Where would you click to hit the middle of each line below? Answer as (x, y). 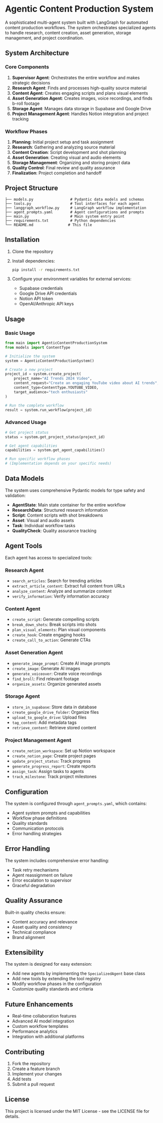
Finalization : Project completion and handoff (57, 173)
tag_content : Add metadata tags (44, 722)
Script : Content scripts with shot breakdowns (57, 515)
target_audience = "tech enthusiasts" (51, 392)
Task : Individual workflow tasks (44, 525)
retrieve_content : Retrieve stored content (54, 727)
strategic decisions (31, 83)
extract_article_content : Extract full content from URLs (68, 586)
